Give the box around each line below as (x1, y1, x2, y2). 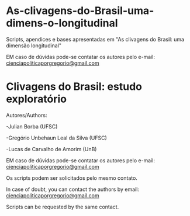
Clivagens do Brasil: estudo (6, 80, 142, 93)
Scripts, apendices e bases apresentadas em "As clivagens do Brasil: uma (6, 36, 185, 43)
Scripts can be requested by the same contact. (6, 203, 119, 210)
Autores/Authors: (6, 112, 47, 119)
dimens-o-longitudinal (6, 16, 118, 30)
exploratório (6, 92, 67, 106)
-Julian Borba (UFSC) (6, 123, 58, 130)
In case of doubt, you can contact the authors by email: (6, 186, 139, 193)
